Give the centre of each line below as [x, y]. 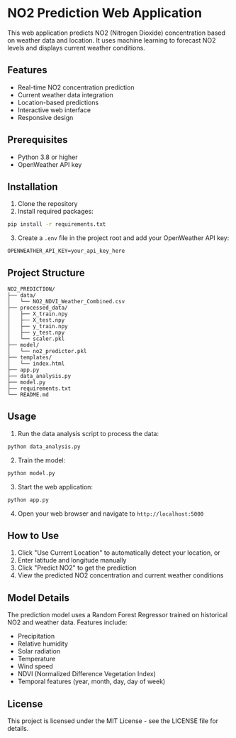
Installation [33, 186]
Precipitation [36, 636]
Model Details [38, 598]
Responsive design [45, 117]
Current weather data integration [65, 94]
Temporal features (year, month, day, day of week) [91, 682]
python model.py [31, 473]
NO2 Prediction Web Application [105, 13]
